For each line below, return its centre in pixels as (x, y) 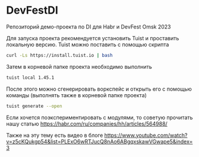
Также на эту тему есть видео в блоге (55, 135)
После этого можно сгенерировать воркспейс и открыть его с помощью (99, 89)
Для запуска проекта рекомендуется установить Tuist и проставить (93, 38)
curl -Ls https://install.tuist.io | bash (59, 55)
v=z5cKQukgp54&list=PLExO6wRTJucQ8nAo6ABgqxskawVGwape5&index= (99, 141)
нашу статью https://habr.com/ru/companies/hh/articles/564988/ (87, 124)
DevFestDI (32, 10)
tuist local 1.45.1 (30, 78)
